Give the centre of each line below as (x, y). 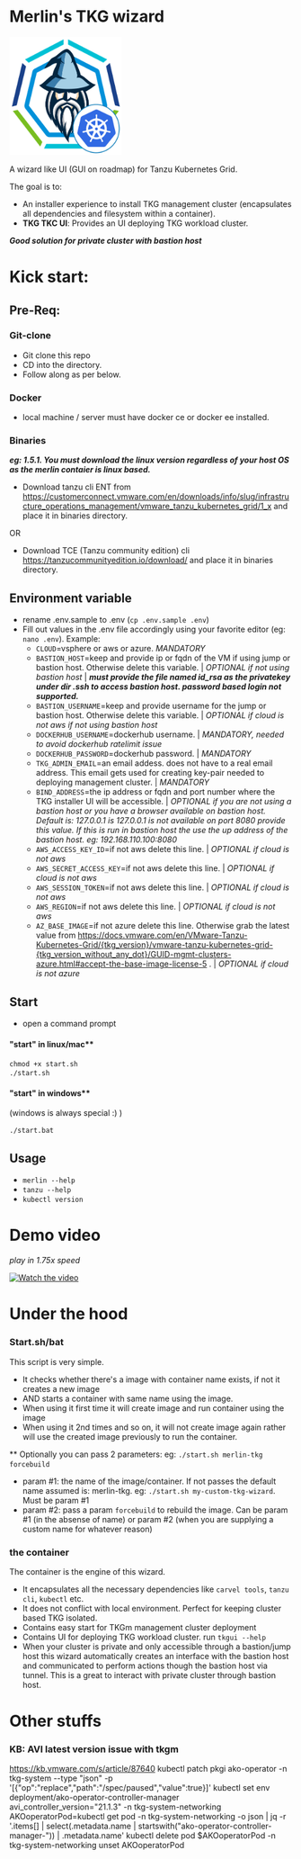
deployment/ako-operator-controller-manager (94, 1798)
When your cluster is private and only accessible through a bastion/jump (157, 1646)
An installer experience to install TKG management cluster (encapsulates (157, 203)
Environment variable (71, 598)
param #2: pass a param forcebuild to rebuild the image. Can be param (155, 1510)
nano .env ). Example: (61, 639)
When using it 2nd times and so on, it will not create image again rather (154, 1427)
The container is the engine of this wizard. (88, 1571)
